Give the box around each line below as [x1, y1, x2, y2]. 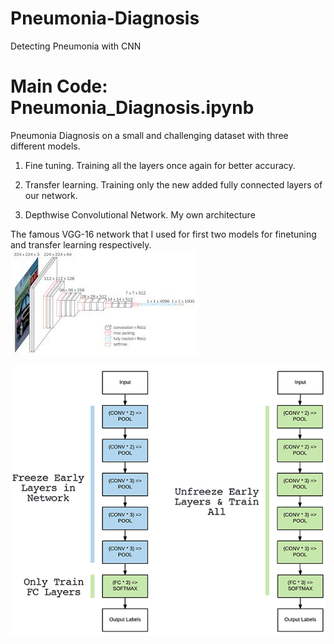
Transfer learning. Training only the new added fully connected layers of [24, 178, 323, 191]
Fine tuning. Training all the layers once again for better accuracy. [24, 159, 296, 171]
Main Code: [10, 75, 108, 98]
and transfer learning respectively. [10, 238, 152, 251]
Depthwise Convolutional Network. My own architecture [24, 208, 256, 221]
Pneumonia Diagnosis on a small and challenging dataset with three [10, 129, 289, 141]
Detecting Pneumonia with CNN [10, 40, 142, 52]
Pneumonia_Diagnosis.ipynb [10, 97, 255, 119]
